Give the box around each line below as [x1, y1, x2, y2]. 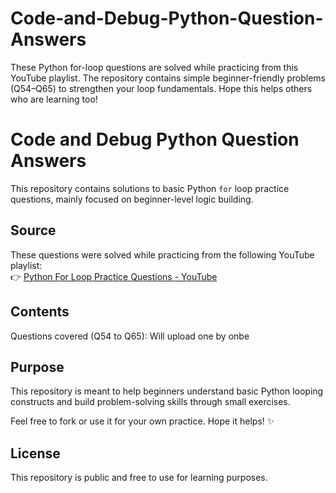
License [10, 445, 61, 462]
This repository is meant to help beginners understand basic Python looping [10, 385, 324, 397]
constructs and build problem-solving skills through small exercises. [10, 396, 291, 408]
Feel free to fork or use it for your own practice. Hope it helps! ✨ [10, 415, 275, 427]
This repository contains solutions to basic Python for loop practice [10, 182, 290, 194]
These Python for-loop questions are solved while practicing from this [10, 61, 299, 73]
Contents [10, 303, 70, 321]
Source [10, 222, 57, 239]
